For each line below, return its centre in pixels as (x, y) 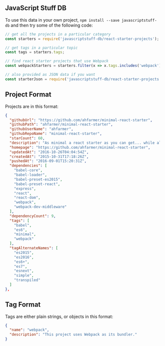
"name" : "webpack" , (29, 330)
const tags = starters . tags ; (35, 52)
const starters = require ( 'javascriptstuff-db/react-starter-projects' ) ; (82, 39)
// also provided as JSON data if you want (50, 75)
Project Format (28, 95)
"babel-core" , (28, 170)
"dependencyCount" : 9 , (33, 216)
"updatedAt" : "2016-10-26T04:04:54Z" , (49, 152)
